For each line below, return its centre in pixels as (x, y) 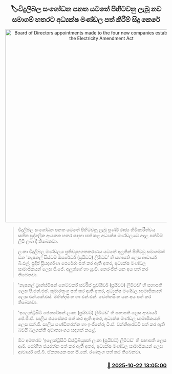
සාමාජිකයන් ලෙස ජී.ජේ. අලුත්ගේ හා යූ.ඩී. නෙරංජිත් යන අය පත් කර (83, 269)
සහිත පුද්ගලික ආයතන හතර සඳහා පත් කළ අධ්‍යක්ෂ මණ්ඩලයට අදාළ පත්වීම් (90, 235)
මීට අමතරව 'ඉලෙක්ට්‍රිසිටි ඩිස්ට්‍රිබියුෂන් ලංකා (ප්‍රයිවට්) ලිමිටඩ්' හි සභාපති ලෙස (92, 340)
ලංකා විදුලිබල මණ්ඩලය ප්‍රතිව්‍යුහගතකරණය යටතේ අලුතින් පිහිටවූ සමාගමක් (91, 251)
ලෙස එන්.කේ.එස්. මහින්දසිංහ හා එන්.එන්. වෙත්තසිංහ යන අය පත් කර (84, 296)
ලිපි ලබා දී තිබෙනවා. (38, 241)
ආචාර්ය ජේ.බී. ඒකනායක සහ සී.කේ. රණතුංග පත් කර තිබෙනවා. (80, 351)
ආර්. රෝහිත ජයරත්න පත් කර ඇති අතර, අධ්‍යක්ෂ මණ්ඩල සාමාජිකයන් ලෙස (90, 346)
